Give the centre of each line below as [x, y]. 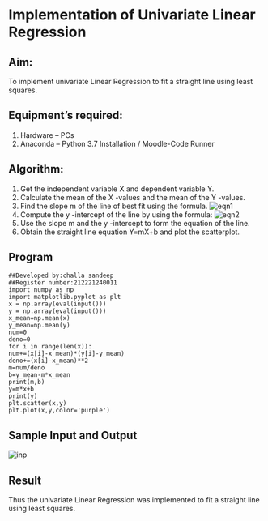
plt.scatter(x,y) [38, 404]
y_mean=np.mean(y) [39, 326]
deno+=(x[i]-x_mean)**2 [49, 361]
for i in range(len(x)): [50, 347]
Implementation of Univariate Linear [132, 15]
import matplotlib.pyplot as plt [65, 297]
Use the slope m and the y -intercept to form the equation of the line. [135, 223]
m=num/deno [27, 368]
